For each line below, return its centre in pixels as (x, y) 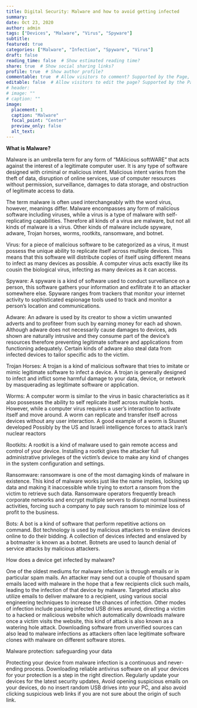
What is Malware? (28, 148)
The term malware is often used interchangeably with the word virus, (89, 202)
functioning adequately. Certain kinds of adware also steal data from (89, 348)
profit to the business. (33, 512)
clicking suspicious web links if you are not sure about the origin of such (94, 693)
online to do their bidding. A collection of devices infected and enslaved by (96, 536)
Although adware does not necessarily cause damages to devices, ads (91, 330)
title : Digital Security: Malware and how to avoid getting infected (93, 11)
